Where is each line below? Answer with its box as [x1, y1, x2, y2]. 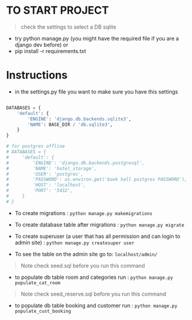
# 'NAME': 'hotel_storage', [6, 165, 97, 172]
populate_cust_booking [14, 308, 71, 314]
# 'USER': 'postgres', [6, 171, 84, 177]
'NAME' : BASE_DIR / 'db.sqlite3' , [27, 122, 113, 128]
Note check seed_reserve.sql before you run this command [20, 290, 166, 297]
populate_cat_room [14, 279, 61, 286]
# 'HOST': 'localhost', [6, 182, 86, 188]
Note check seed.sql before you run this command [20, 262, 146, 269]
